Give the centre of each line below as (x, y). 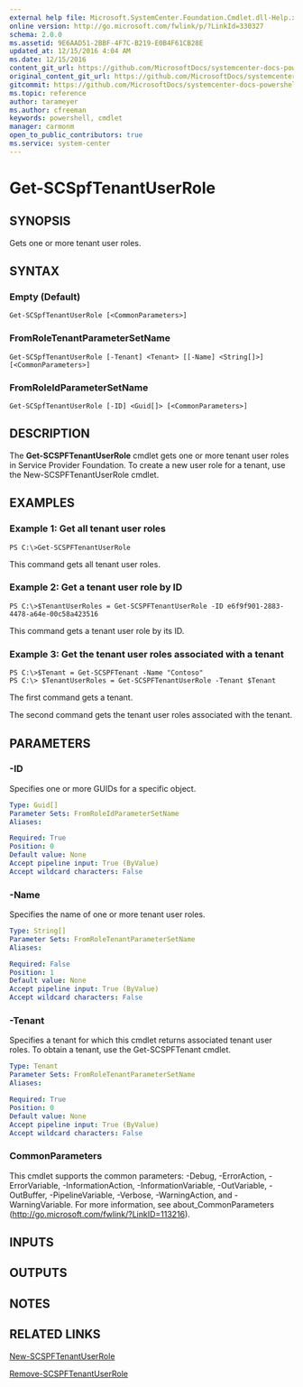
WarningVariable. (41, 1204)
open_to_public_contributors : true (76, 135)
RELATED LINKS (55, 1334)
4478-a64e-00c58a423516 (54, 614)
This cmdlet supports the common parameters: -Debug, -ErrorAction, (138, 1176)
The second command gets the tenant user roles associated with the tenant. (151, 715)
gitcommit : (30, 85)
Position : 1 (32, 972)
